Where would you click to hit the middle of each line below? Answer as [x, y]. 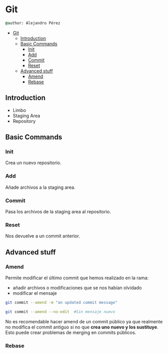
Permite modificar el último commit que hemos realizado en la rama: [77, 278]
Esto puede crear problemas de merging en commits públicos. [71, 332]
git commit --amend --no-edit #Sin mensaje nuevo [60, 312]
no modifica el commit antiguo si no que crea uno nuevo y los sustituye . [82, 327]
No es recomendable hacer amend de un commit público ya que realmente [84, 321]
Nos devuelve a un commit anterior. [43, 236]
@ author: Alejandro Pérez [33, 23]
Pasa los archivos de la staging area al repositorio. [58, 211]
